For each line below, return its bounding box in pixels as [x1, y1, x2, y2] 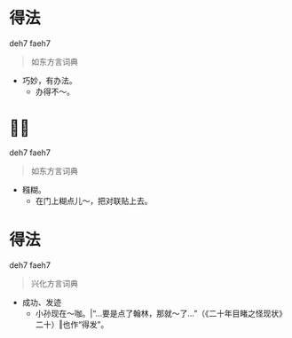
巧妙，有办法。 [21, 75, 77, 85]
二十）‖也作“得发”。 [35, 318, 109, 329]
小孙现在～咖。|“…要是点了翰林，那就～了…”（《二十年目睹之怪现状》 [35, 308, 287, 318]
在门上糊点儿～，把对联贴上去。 [35, 195, 153, 206]
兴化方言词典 [30, 278, 78, 288]
